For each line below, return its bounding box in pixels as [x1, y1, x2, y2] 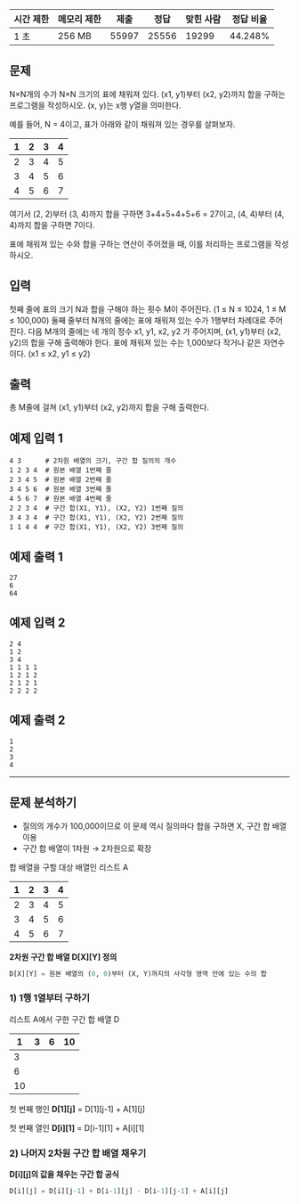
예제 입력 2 [9, 615, 66, 631]
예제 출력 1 [9, 549, 64, 564]
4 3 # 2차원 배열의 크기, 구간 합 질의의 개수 [9, 456, 177, 466]
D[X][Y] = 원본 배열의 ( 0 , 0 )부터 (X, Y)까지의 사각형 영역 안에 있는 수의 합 [9, 969, 267, 979]
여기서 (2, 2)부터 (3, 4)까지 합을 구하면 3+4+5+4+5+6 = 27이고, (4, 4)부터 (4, [9, 209, 285, 219]
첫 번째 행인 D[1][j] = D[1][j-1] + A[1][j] [9, 1103, 145, 1114]
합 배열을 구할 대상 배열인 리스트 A [9, 862, 129, 872]
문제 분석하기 [9, 795, 77, 810]
